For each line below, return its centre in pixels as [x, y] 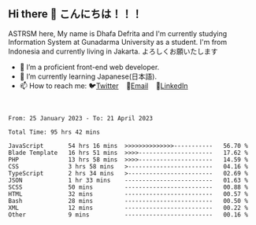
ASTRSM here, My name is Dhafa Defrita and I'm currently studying [118, 33]
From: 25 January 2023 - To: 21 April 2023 [81, 118]
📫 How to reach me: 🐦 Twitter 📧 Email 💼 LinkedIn [104, 86]
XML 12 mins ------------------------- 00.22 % [128, 208]
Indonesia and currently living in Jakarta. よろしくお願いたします [113, 51]
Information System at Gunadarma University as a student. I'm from [118, 42]
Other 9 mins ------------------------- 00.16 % [128, 215]
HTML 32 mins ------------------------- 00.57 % [128, 194]
